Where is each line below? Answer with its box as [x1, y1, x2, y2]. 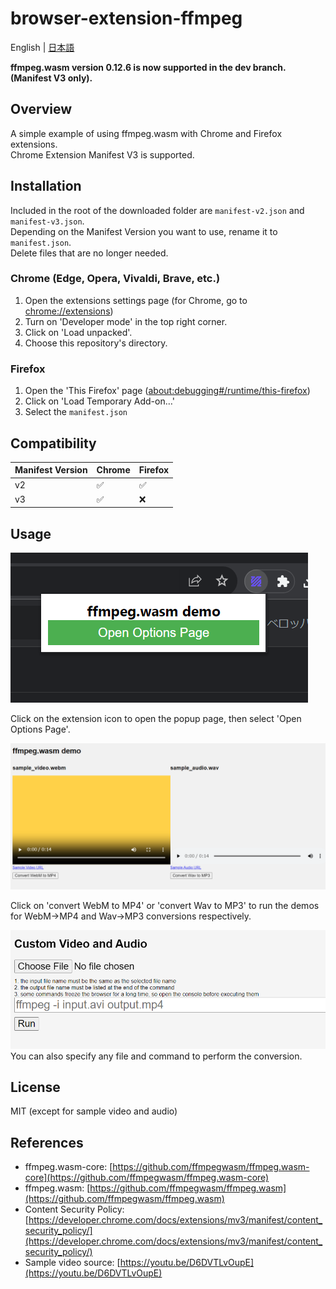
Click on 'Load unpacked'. [24, 326, 133, 338]
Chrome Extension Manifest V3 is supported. [10, 148, 195, 161]
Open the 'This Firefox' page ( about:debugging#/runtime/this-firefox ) [24, 385, 311, 397]
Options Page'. [10, 723, 71, 736]
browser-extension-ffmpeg [10, 7, 243, 30]
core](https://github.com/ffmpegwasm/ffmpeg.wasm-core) [24, 1172, 270, 1184]
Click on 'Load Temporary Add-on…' [24, 395, 175, 407]
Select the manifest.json [24, 406, 128, 418]
